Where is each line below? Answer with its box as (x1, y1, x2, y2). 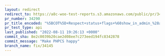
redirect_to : (4, 12, 32, 17)
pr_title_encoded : (4, 20, 42, 26)
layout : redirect (4, 7, 40, 12)
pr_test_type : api (4, 25, 42, 30)
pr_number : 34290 (4, 16, 40, 21)
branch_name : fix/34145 (4, 43, 54, 48)
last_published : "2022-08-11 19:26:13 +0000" (4, 30, 99, 35)
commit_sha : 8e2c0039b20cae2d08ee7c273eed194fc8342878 (4, 35, 120, 39)
